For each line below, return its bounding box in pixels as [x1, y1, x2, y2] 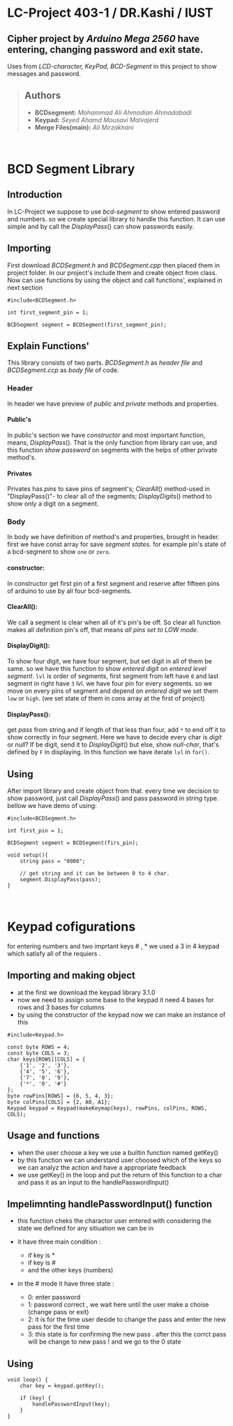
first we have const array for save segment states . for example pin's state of [7, 540, 227, 549]
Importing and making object [7, 969, 136, 982]
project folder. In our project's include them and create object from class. [7, 268, 218, 277]
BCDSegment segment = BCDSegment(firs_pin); [7, 839, 139, 846]
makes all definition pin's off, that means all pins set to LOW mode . [7, 625, 199, 633]
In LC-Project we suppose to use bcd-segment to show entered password [7, 207, 220, 216]
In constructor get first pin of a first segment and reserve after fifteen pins [7, 579, 220, 587]
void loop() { [7, 1376, 49, 1383]
